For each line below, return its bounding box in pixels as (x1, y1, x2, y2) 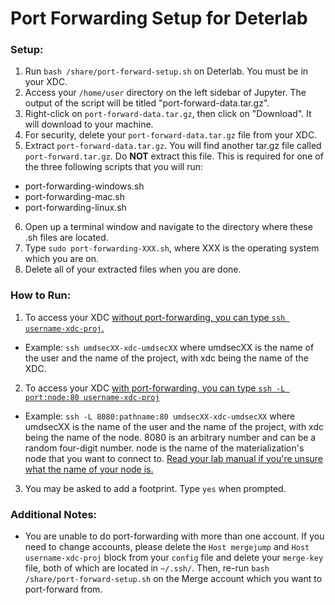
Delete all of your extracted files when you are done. (24, 263, 242, 276)
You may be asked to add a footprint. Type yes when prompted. (24, 482, 287, 494)
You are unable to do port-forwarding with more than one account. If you (24, 530, 325, 542)
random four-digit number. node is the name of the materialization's (24, 442, 305, 454)
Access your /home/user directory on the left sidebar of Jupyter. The (24, 87, 307, 99)
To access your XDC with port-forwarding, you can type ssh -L (24, 382, 286, 394)
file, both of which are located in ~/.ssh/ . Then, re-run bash (24, 562, 270, 574)
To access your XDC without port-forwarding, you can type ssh (24, 311, 286, 323)
